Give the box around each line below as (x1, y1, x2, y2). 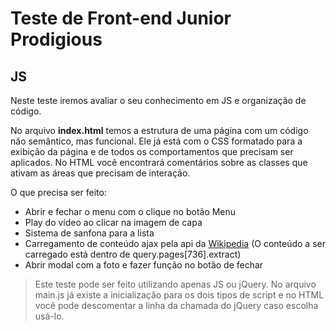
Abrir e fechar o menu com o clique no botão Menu (24, 206, 237, 217)
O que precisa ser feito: (10, 187, 107, 198)
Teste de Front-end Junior (10, 7, 232, 30)
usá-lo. (34, 310, 65, 322)
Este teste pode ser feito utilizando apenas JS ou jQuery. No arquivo (34, 278, 317, 290)
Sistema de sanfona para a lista (24, 227, 155, 239)
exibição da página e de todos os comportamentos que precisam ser (10, 146, 294, 157)
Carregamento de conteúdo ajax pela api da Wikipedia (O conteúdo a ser (24, 238, 326, 249)
